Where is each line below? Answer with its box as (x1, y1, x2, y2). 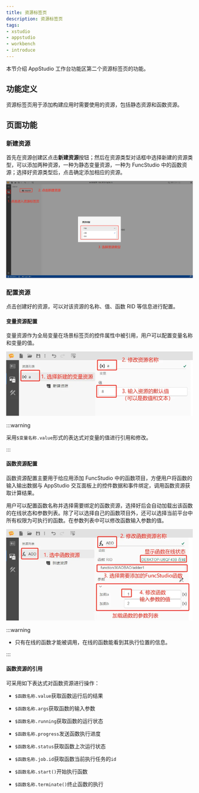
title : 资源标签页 (6, 10, 47, 15)
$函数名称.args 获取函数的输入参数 (14, 704, 96, 712)
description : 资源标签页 (6, 15, 63, 22)
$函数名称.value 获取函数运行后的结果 (14, 692, 104, 699)
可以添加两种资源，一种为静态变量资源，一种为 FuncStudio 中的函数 (16, 161, 182, 169)
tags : (6, 22, 20, 28)
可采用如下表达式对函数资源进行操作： (6, 679, 99, 687)
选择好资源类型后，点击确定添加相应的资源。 (16, 169, 126, 176)
